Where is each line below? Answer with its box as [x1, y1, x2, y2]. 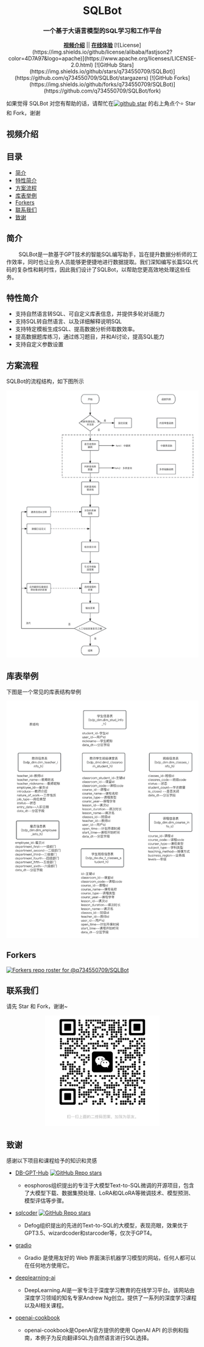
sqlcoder [15, 1209, 38, 1217]
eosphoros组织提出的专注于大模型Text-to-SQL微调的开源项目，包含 [24, 1182, 194, 1189]
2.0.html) [71, 62, 93, 69]
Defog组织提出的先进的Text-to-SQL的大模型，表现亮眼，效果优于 [24, 1222, 188, 1229]
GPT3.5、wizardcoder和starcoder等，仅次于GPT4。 [24, 1229, 155, 1237]
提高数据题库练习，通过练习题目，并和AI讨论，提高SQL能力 [15, 333, 164, 340]
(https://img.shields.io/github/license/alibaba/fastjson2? [32, 48, 172, 55]
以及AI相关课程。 [24, 1302, 68, 1309]
